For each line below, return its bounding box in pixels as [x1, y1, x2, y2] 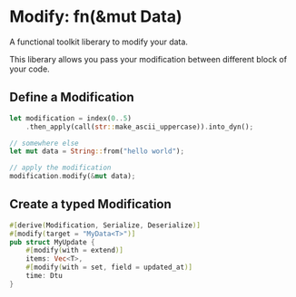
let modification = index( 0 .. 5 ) [9, 113, 132, 123]
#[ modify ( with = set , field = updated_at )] [25, 263, 193, 273]
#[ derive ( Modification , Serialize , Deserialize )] [9, 220, 202, 230]
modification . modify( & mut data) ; [9, 172, 136, 181]
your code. [9, 63, 50, 74]
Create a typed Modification [9, 196, 173, 212]
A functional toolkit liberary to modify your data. [9, 36, 189, 47]
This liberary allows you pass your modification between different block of [9, 53, 288, 64]
